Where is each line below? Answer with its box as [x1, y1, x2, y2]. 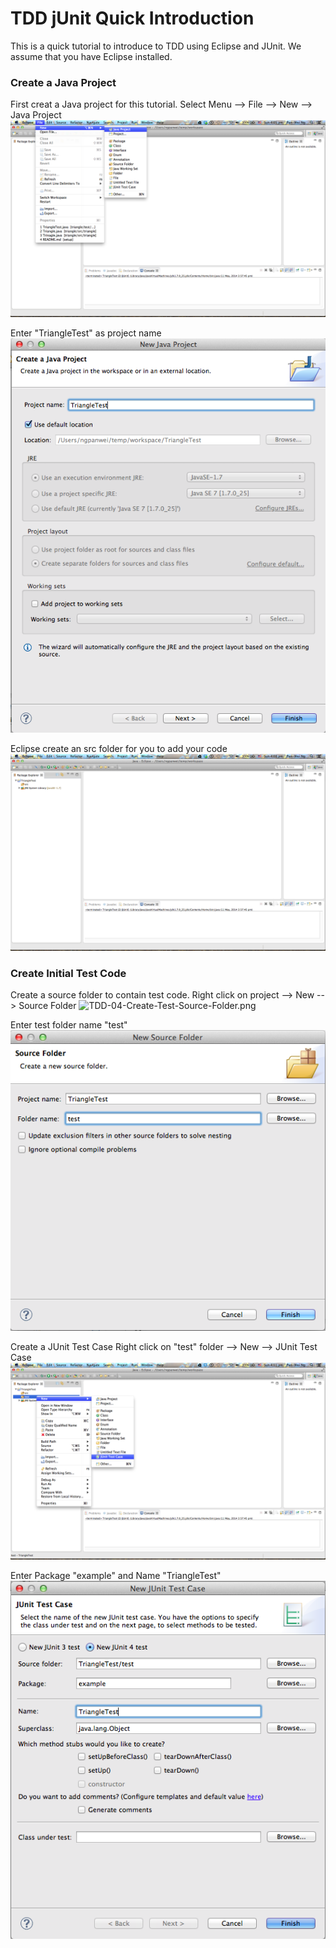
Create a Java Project [10, 75, 117, 89]
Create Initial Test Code [10, 966, 127, 980]
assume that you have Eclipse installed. [10, 50, 173, 62]
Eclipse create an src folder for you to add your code [10, 742, 228, 754]
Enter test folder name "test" [10, 1018, 128, 1031]
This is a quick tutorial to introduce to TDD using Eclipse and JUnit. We [10, 40, 302, 52]
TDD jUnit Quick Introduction [10, 7, 255, 30]
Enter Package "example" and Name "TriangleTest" [10, 1569, 222, 1581]
